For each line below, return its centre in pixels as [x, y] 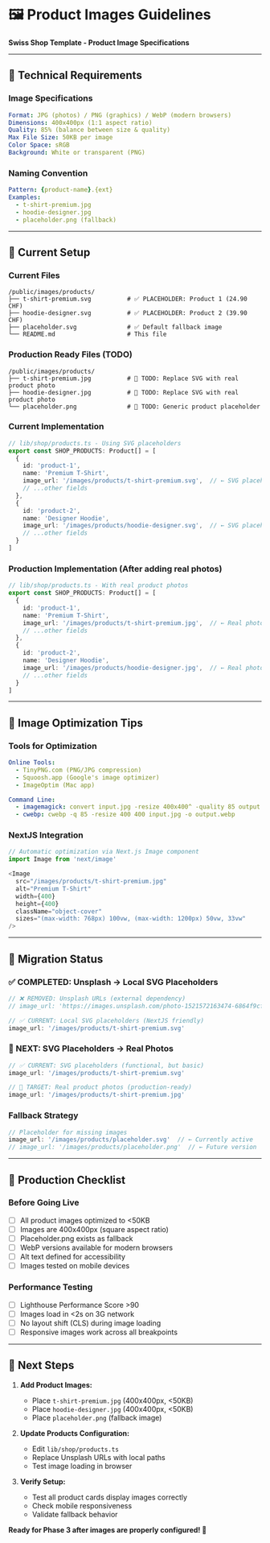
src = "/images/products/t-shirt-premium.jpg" [91, 882]
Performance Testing [51, 1287]
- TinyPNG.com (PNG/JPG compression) [79, 770]
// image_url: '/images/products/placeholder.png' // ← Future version [133, 1148]
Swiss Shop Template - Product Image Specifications [99, 42]
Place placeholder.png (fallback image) [97, 1417]
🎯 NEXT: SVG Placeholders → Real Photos [91, 1049]
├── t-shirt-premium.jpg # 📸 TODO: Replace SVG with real [124, 379]
